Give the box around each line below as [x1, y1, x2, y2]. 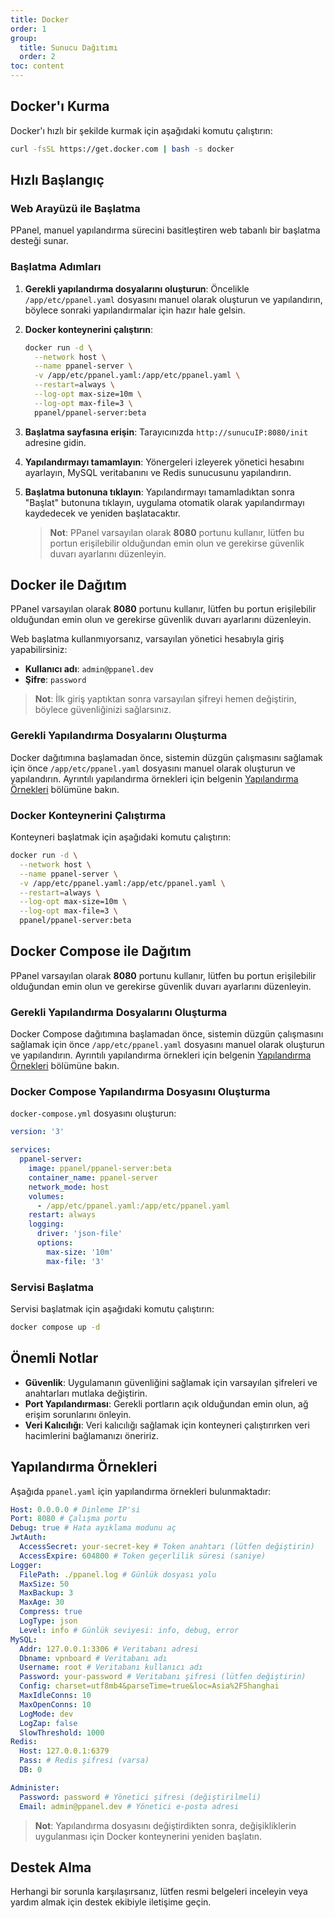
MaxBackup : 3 [19, 1588, 74, 1598]
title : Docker [10, 14, 70, 25]
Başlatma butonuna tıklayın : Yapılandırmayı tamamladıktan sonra [24, 486, 295, 498]
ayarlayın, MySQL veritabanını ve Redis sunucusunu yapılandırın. [24, 466, 292, 478]
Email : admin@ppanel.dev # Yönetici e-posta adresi [19, 1801, 240, 1811]
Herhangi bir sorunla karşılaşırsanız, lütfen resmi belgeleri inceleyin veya [10, 1886, 308, 1898]
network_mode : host [28, 1182, 110, 1192]
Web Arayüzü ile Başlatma [10, 202, 141, 215]
